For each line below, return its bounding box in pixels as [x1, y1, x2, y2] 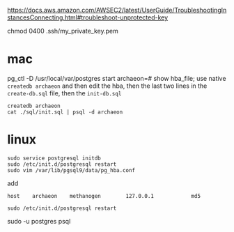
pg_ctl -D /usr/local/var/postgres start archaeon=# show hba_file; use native [7, 74, 226, 82]
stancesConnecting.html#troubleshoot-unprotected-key [7, 13, 169, 22]
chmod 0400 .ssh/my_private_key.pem [7, 27, 118, 35]
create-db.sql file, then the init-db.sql [7, 88, 122, 97]
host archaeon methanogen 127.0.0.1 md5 [7, 192, 201, 199]
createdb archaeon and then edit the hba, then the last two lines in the [7, 82, 208, 90]
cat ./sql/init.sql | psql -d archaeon [7, 108, 123, 116]
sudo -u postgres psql [7, 217, 71, 225]
